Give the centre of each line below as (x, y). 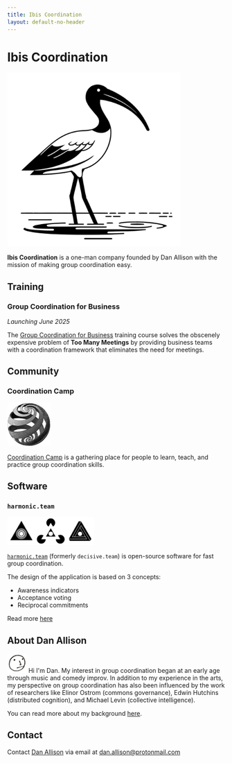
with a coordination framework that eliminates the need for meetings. (106, 350)
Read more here (30, 619)
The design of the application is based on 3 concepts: (84, 577)
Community (33, 371)
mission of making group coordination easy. (70, 265)
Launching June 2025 (39, 321)
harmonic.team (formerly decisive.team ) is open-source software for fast (110, 556)
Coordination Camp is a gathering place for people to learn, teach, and (108, 457)
